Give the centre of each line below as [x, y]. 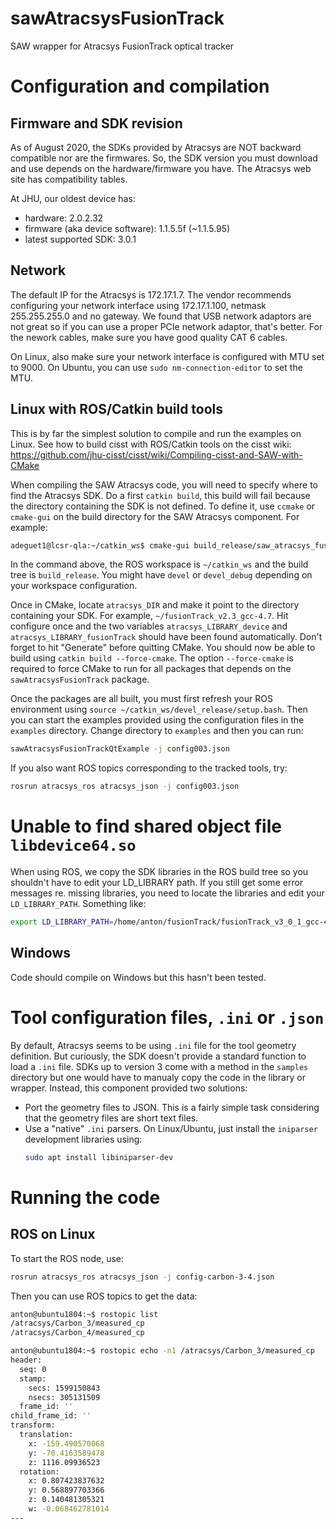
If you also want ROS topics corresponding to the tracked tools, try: [149, 768]
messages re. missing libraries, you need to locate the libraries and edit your [167, 893]
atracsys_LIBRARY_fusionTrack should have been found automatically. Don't [166, 637]
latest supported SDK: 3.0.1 [80, 239]
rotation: [39, 1472]
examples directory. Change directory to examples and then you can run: [157, 731]
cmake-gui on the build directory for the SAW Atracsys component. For [155, 516]
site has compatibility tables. [69, 179]
